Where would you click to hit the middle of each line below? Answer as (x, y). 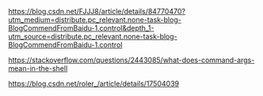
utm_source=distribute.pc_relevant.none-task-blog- (93, 36)
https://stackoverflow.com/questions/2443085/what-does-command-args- (131, 60)
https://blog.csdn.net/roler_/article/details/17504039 (94, 83)
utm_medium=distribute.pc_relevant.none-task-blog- (95, 20)
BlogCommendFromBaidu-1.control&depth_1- (81, 28)
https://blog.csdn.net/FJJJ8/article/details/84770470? (97, 11)
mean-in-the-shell (38, 68)
